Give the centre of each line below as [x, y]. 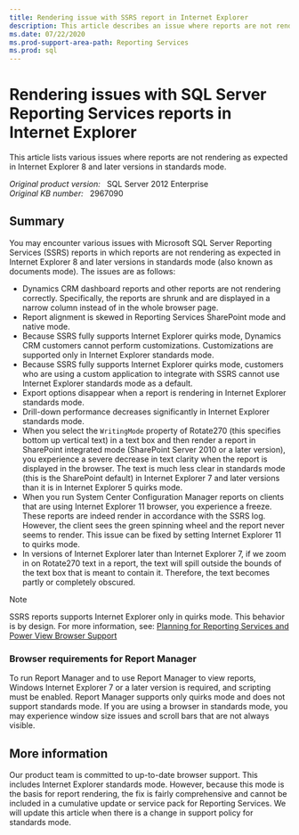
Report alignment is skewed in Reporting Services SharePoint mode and [154, 316]
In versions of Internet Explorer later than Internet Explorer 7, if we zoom [154, 553]
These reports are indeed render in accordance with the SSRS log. [144, 516]
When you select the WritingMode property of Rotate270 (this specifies [151, 430]
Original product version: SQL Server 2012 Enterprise [109, 184]
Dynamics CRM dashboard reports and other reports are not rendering [151, 288]
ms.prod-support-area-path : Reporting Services [99, 42]
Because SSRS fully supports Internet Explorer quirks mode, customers [153, 364]
